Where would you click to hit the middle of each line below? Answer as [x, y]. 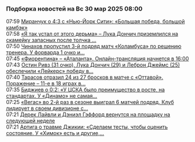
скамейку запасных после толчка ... [51, 40]
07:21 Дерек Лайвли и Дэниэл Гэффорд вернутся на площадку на [88, 115]
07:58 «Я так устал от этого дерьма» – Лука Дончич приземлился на [92, 34]
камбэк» [17, 27]
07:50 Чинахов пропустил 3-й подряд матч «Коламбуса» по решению [94, 46]
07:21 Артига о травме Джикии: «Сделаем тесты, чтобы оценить [87, 127]
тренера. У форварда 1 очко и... [45, 53]
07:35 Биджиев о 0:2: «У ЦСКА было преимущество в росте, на [85, 90]
